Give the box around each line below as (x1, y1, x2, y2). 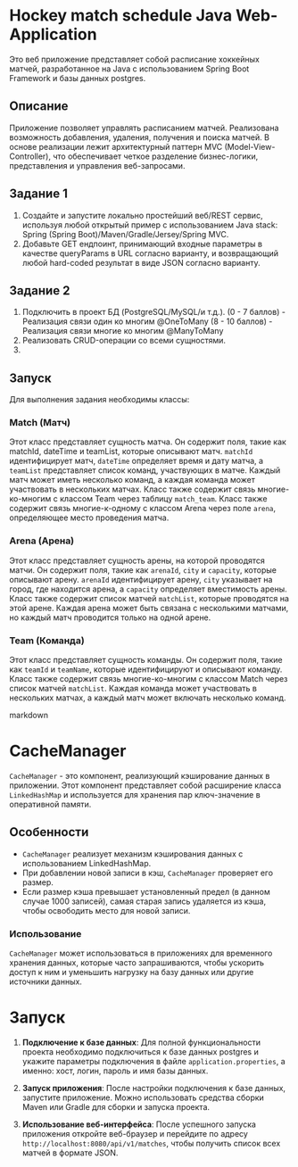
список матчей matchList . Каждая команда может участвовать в (9, 683, 257, 694)
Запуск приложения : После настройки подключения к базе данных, (21, 1083, 286, 1094)
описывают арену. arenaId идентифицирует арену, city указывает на (9, 574, 273, 584)
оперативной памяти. (9, 799, 92, 810)
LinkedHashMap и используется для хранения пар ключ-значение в (9, 790, 261, 800)
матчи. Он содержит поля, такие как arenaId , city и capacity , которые (9, 564, 277, 575)
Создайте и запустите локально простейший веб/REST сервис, (21, 210, 263, 220)
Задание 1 (9, 186, 69, 202)
